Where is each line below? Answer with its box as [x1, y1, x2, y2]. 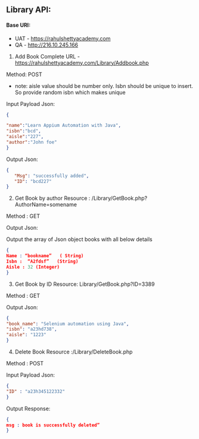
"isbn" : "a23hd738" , [6, 326, 58, 333]
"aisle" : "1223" [6, 332, 46, 338]
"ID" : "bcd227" [14, 178, 52, 184]
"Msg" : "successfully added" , [14, 173, 89, 179]
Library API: [6, 5, 51, 15]
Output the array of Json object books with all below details [6, 236, 153, 243]
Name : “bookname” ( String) [6, 253, 84, 259]
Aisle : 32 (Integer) [6, 264, 60, 270]
